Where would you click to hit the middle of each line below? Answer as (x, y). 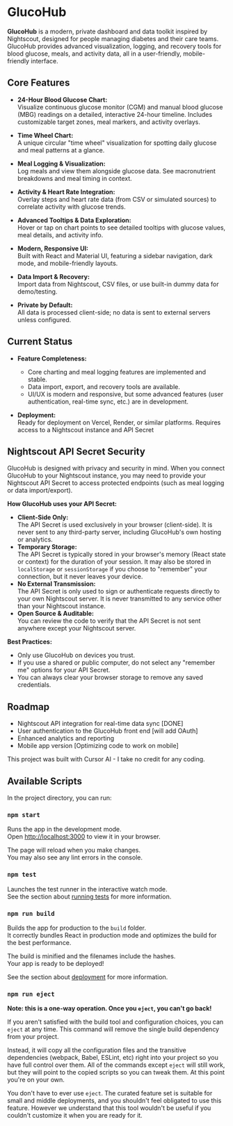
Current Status (40, 342)
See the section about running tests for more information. (89, 896)
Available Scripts (45, 781)
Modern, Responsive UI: (53, 248)
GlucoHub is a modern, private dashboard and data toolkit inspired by (107, 31)
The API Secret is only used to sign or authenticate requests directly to (119, 592)
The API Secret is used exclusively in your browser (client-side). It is (115, 525)
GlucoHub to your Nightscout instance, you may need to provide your (107, 476)
